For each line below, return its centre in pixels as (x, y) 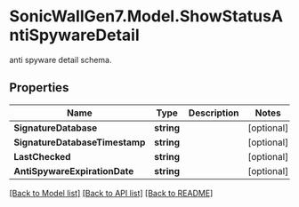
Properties (39, 88)
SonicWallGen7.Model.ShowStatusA (146, 16)
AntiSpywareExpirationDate (74, 171)
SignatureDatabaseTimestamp (80, 142)
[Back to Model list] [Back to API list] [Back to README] (111, 193)
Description (214, 113)
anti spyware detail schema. (61, 60)
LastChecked (42, 156)
